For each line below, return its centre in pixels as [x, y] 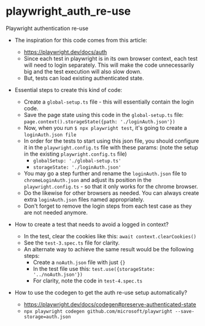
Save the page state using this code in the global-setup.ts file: [104, 115]
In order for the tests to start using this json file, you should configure [111, 141]
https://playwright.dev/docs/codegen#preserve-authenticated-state [110, 304]
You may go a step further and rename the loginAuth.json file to [105, 173]
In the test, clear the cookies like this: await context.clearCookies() [110, 236]
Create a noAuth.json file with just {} [79, 262]
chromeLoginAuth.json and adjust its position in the [87, 180]
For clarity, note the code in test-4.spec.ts [87, 281]
